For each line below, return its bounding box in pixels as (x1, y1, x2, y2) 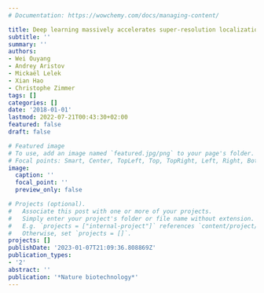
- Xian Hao (8, 76, 44, 85)
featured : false (8, 121, 61, 129)
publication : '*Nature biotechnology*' (8, 273, 139, 281)
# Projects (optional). (8, 200, 86, 208)
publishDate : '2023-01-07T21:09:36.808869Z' (8, 244, 156, 252)
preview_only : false (15, 186, 82, 194)
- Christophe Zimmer (8, 84, 76, 92)
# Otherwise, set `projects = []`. (8, 229, 132, 237)
